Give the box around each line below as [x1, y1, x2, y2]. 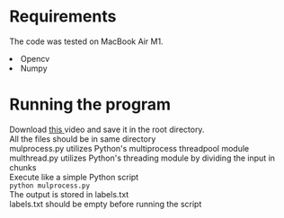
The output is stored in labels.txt [9, 188, 129, 199]
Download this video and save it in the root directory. [9, 124, 205, 135]
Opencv [21, 53, 50, 64]
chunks [9, 161, 37, 172]
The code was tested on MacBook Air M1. [9, 36, 164, 47]
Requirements [9, 6, 117, 27]
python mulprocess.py [9, 181, 91, 190]
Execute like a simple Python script [9, 171, 139, 182]
